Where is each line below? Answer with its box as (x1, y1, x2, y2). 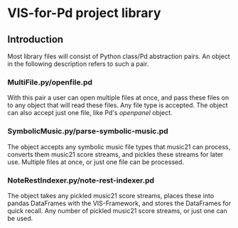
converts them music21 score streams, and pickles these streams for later (7, 150, 224, 158)
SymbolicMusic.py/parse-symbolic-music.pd (7, 126, 168, 136)
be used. (7, 214, 33, 222)
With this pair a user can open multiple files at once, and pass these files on (7, 94, 229, 102)
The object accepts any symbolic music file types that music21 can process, (7, 142, 231, 151)
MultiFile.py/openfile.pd (7, 77, 93, 87)
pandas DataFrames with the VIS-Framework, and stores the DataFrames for (7, 199, 232, 207)
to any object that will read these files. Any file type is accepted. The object (7, 101, 229, 109)
